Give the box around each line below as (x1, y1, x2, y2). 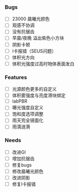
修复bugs (12, 162, 32, 168)
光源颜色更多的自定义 (12, 86, 57, 92)
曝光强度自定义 (12, 105, 44, 111)
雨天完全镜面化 (12, 117, 44, 124)
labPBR (12, 98, 27, 104)
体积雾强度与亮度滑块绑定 (12, 92, 66, 99)
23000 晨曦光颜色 (12, 16, 50, 22)
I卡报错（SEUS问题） (12, 47, 57, 54)
